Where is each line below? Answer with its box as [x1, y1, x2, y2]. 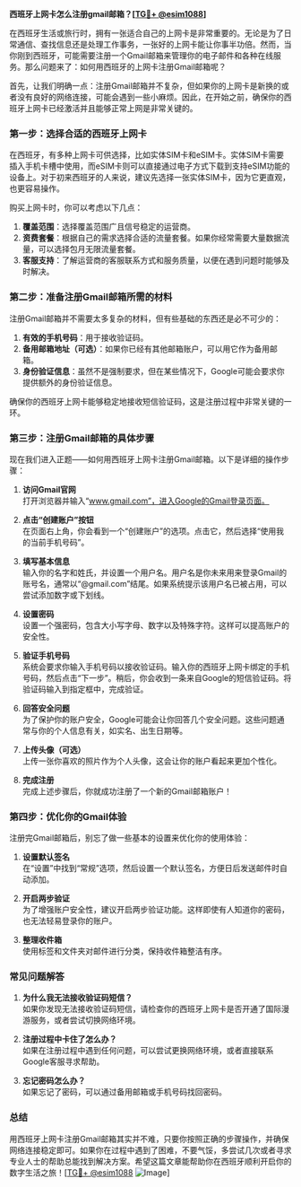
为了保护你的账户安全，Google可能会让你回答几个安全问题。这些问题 [21, 713, 278, 725]
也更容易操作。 [9, 183, 64, 194]
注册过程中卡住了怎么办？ [21, 1034, 117, 1044]
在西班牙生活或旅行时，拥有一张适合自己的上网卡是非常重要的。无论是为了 [9, 28, 284, 39]
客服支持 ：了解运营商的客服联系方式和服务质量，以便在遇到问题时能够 [21, 255, 282, 266]
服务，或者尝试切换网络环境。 [30, 1015, 141, 1026]
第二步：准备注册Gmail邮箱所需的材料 [9, 291, 173, 303]
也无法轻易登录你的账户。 [21, 915, 117, 927]
